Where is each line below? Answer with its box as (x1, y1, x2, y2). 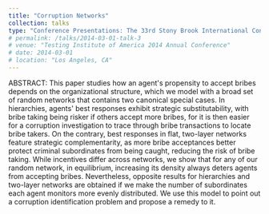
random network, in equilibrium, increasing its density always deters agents (8, 163, 258, 172)
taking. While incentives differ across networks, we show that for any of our (8, 154, 258, 164)
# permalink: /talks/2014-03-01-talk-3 (8, 34, 142, 42)
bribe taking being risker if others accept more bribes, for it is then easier (8, 112, 250, 121)
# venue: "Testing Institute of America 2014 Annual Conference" (8, 42, 231, 50)
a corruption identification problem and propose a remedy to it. (8, 196, 216, 206)
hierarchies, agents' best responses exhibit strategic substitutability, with (8, 103, 250, 113)
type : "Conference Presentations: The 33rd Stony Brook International (8, 26, 249, 34)
